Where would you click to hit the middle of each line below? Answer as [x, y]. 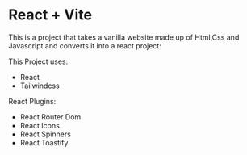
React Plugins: [32, 101]
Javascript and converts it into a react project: [85, 45]
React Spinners [45, 134]
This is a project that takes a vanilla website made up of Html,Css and [124, 37]
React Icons [40, 125]
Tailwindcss [40, 86]
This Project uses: [38, 61]
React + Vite [50, 15]
